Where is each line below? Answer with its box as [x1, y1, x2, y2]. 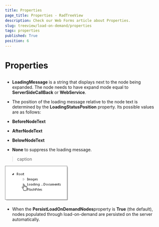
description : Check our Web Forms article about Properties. [5, 18, 131, 23]
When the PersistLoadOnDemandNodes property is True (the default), [12, 206, 153, 212]
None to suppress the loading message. [12, 147, 92, 153]
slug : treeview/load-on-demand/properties [5, 23, 92, 28]
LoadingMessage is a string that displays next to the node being [12, 79, 141, 85]
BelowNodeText [12, 137, 45, 143]
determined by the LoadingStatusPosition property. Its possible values [12, 104, 154, 110]
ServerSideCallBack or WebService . [12, 90, 87, 96]
